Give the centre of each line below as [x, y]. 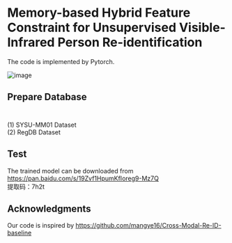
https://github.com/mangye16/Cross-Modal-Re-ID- [148, 226]
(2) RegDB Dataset [34, 132]
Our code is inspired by [41, 226]
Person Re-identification [130, 42]
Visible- [202, 28]
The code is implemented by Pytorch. [61, 61]
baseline [20, 233]
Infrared [31, 42]
